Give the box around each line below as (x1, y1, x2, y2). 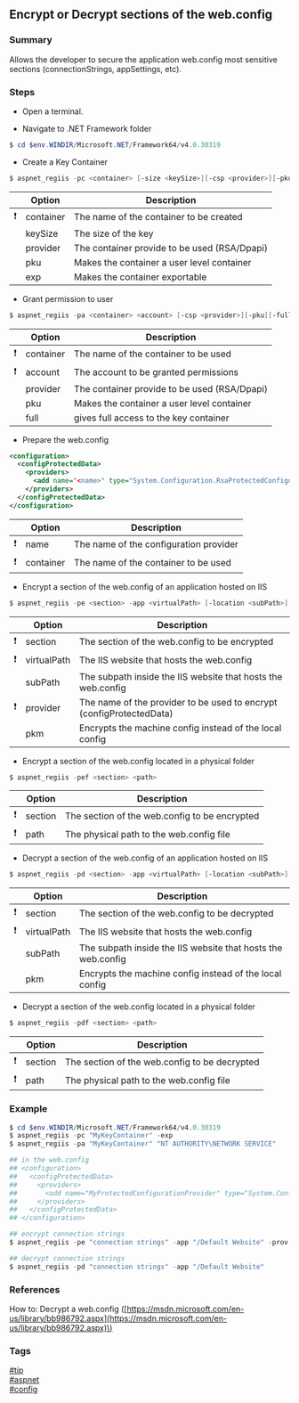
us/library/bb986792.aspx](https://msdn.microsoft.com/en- (9, 1313, 228, 1324)
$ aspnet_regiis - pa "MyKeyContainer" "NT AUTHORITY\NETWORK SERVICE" (9, 1139, 277, 1148)
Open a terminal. (21, 106, 84, 117)
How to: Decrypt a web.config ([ (9, 1303, 127, 1314)
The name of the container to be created (74, 211, 243, 224)
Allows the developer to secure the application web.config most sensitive (9, 53, 278, 65)
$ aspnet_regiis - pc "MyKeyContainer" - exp (9, 1131, 174, 1140)
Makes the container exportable (74, 271, 207, 283)
